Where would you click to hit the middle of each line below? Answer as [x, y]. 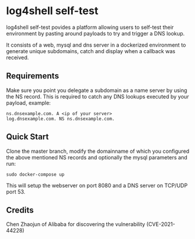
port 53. [16, 191]
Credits [20, 210]
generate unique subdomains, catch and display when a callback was [91, 51]
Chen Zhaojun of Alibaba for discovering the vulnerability [76, 224]
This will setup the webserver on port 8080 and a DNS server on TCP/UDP [97, 185]
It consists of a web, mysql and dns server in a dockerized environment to [96, 45]
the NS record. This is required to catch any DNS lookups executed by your [97, 96]
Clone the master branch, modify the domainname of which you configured [98, 151]
